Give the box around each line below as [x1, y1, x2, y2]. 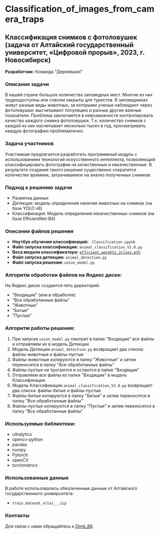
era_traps [5, 14, 45, 25]
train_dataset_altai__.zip [12, 501, 67, 506]
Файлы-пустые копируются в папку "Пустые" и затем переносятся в [12, 403, 155, 409]
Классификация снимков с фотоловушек [5, 33, 137, 41]
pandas [12, 442, 28, 448]
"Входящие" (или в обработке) [12, 292, 76, 298]
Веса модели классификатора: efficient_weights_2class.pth [12, 249, 141, 255]
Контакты [5, 512, 30, 519]
